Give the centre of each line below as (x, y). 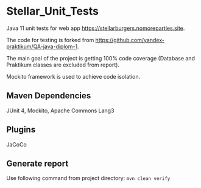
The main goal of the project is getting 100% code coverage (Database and (100, 58)
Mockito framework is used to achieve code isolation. (73, 76)
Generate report (37, 163)
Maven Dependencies (49, 96)
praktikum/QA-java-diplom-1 (42, 46)
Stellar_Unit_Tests (53, 11)
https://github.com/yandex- (130, 40)
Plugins (21, 130)
